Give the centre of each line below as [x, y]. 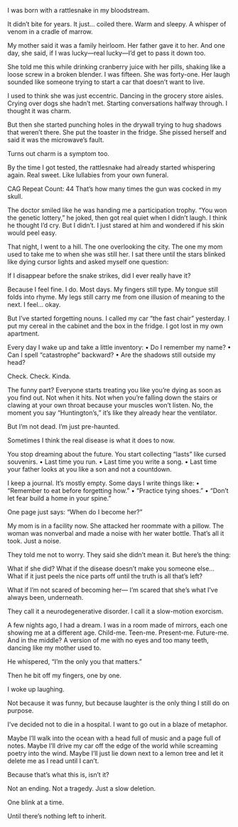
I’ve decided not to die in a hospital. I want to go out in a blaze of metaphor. [118, 724]
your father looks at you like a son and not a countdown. [90, 469]
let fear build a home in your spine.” [59, 498]
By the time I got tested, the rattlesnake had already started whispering [111, 167]
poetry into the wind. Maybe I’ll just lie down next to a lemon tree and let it [115, 753]
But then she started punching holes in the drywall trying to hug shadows [115, 125]
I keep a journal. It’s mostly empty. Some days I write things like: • [104, 483]
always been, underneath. [45, 597]
